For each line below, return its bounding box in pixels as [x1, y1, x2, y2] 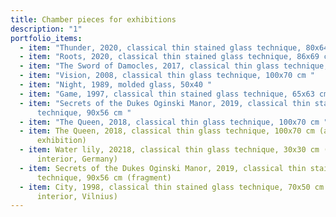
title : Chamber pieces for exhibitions [10, 14, 177, 25]
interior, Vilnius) [36, 191, 118, 201]
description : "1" [10, 24, 83, 34]
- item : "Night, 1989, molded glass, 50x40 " [19, 80, 213, 90]
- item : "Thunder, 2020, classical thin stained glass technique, [19, 42, 302, 53]
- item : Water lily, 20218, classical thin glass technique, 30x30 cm [19, 145, 320, 155]
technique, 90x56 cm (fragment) [36, 172, 172, 183]
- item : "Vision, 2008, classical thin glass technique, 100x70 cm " [19, 71, 315, 81]
